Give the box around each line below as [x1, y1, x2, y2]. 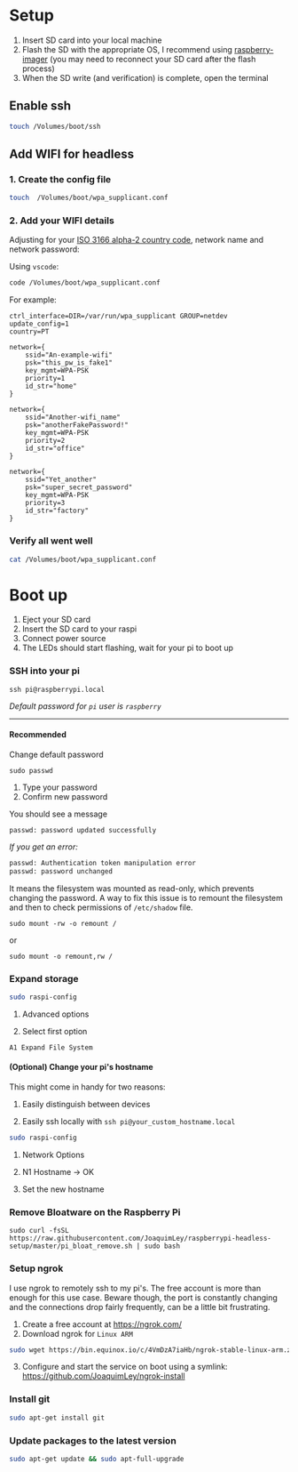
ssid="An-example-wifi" [25, 350, 114, 360]
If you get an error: [9, 841, 78, 852]
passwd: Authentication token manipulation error [9, 858, 197, 867]
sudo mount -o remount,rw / [9, 952, 114, 961]
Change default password [9, 749, 104, 760]
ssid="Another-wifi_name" [25, 413, 122, 422]
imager [21, 53, 49, 64]
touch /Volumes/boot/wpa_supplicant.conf [9, 193, 169, 203]
